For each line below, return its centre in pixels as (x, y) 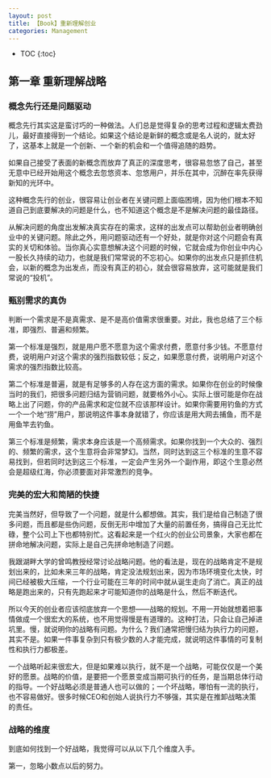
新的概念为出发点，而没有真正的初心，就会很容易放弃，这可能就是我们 (146, 268)
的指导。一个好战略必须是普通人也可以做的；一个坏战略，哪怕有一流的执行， (135, 686)
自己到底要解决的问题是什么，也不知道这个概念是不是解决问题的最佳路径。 (139, 210)
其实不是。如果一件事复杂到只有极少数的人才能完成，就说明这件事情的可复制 (135, 639)
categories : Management (48, 31)
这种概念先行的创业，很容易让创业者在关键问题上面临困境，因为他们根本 (128, 200)
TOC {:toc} (38, 54)
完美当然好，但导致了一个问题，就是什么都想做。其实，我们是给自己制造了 (132, 514)
